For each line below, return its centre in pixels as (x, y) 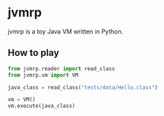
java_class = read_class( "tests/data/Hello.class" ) (83, 87)
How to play (33, 53)
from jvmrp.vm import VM (43, 75)
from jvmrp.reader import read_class (61, 69)
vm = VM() (22, 100)
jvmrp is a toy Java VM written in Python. (66, 31)
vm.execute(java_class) (42, 106)
